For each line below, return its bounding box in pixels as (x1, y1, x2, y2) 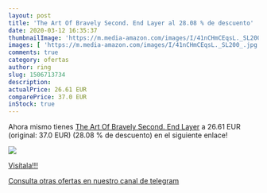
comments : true (8, 48, 59, 56)
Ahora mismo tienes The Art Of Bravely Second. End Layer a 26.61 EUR (8, 122, 241, 132)
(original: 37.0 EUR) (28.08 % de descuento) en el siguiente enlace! (8, 130, 228, 140)
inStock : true (8, 100, 56, 108)
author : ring (8, 64, 52, 71)
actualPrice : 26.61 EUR (8, 85, 87, 94)
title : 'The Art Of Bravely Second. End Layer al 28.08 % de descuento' (8, 19, 254, 27)
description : (8, 78, 52, 86)
